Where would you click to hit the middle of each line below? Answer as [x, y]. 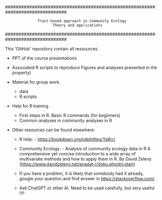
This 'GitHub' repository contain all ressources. [52, 49]
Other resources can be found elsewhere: [53, 130]
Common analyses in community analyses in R [66, 120]
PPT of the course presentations [44, 58]
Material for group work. [36, 82]
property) [22, 73]
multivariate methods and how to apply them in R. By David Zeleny [85, 159]
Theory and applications [78, 25]
